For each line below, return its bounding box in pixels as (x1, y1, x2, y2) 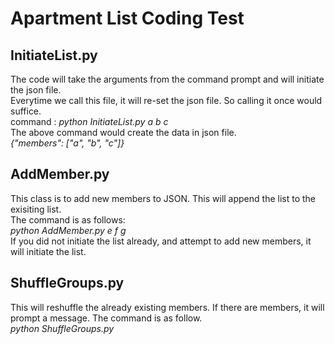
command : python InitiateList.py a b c (10, 116, 169, 127)
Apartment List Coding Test (10, 7, 245, 30)
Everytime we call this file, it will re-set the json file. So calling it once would (10, 95, 323, 106)
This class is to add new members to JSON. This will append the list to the (10, 192, 316, 204)
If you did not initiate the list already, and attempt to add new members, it (10, 235, 312, 247)
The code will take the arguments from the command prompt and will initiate (10, 73, 325, 85)
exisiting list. (10, 203, 62, 215)
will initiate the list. (10, 245, 87, 257)
